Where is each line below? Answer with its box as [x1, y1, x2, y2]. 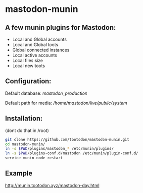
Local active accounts [12, 52, 57, 58]
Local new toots [12, 63, 46, 68]
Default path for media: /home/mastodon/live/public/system [5, 100, 128, 106]
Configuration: [5, 77, 51, 85]
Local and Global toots [12, 42, 58, 48]
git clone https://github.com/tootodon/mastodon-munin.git [5, 137, 130, 142]
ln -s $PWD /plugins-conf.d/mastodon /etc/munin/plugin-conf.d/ [5, 151, 139, 156]
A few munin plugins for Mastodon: [5, 23, 116, 32]
